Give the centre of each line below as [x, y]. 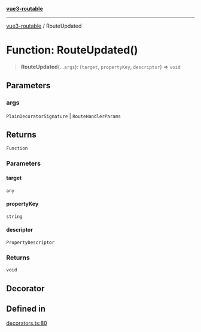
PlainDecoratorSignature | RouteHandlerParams [64, 116]
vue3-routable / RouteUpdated [44, 26]
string [14, 216]
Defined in [26, 309]
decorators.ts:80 [27, 323]
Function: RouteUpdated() [72, 50]
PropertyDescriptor [31, 243]
